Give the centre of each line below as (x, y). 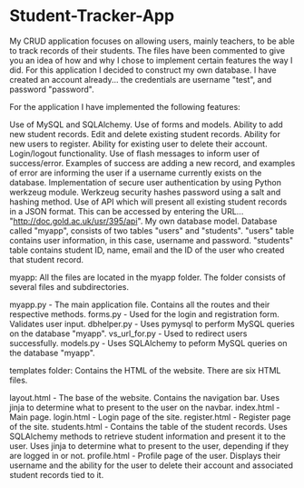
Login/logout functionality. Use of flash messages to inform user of (135, 153)
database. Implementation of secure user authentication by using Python (145, 182)
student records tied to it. (57, 474)
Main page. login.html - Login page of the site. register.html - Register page (150, 417)
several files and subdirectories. (69, 286)
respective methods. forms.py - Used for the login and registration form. (144, 314)
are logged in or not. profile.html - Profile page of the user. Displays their (145, 455)
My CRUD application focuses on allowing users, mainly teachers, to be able (152, 41)
